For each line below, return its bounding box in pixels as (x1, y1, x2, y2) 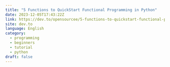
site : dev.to (5, 21, 33, 27)
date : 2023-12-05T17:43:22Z (5, 12, 65, 17)
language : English (5, 26, 44, 31)
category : (5, 31, 26, 36)
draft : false (5, 54, 33, 59)
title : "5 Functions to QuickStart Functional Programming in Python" (5, 7, 157, 13)
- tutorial (10, 45, 33, 50)
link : (5, 17, 17, 22)
